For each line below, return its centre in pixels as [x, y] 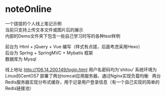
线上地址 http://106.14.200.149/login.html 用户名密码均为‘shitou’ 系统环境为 [81, 69]
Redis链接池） [20, 88]
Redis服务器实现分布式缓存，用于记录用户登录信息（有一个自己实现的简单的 [83, 82]
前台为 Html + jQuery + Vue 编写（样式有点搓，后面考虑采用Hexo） [74, 46]
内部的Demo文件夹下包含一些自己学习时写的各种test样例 [63, 36]
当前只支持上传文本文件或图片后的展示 [44, 30]
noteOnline [28, 9]
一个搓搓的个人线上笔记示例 [33, 23]
